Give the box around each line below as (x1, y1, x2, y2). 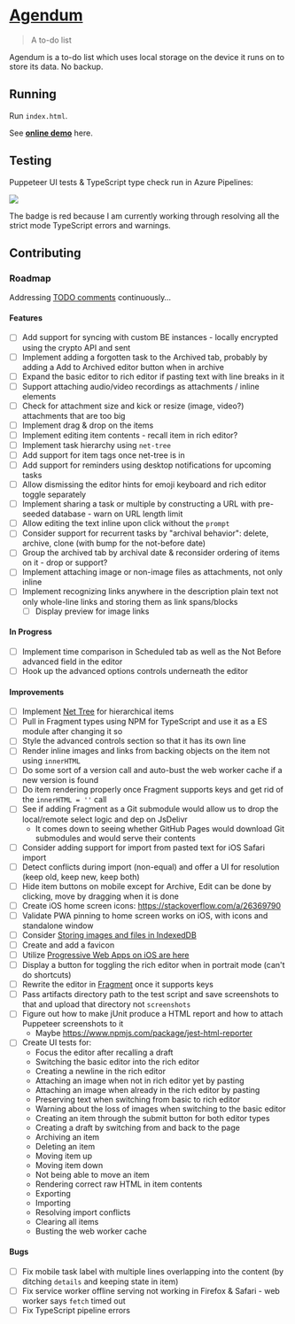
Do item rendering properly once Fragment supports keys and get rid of (21, 785, 283, 795)
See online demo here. (9, 128, 93, 138)
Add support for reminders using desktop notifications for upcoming (21, 460, 272, 470)
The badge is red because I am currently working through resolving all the (9, 210, 280, 221)
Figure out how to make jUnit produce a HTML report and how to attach (21, 1009, 283, 1019)
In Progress (9, 626, 53, 638)
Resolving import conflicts (35, 1207, 131, 1218)
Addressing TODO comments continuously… (9, 292, 171, 303)
